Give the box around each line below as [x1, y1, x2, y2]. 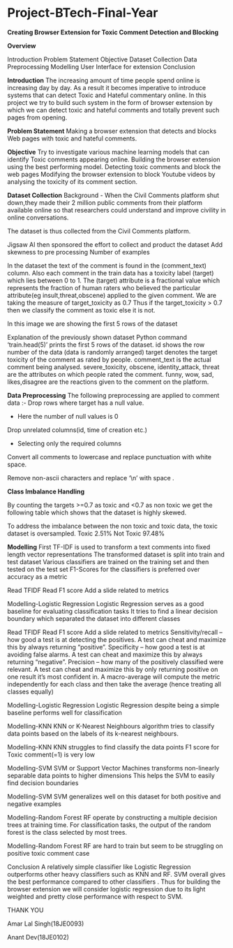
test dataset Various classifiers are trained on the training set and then [7, 557, 209, 566]
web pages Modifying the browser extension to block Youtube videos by [7, 170, 216, 178]
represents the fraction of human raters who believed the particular [7, 283, 201, 292]
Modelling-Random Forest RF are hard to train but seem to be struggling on [7, 841, 223, 850]
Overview [7, 41, 36, 50]
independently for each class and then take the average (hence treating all [7, 680, 222, 688]
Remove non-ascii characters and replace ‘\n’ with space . [7, 473, 174, 482]
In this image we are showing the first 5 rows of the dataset [7, 319, 178, 328]
